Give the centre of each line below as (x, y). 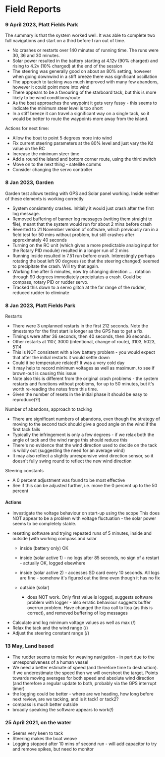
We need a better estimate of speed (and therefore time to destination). (85, 667)
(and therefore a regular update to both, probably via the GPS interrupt (84, 683)
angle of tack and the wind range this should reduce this (70, 440)
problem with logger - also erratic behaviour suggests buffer (89, 602)
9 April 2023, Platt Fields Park (42, 25)
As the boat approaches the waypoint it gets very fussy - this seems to (85, 103)
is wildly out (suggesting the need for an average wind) (69, 450)
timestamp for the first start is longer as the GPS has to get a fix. (78, 331)
